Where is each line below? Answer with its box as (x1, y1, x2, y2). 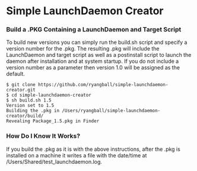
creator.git (6, 87, 36, 93)
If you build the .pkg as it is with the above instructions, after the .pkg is (6, 145, 181, 153)
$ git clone (6, 82, 36, 88)
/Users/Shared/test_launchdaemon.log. (6, 158, 103, 165)
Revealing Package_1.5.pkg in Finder (6, 118, 100, 124)
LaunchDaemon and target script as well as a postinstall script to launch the (6, 52, 192, 59)
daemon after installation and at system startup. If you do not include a (6, 58, 179, 65)
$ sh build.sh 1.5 (6, 97, 52, 103)
